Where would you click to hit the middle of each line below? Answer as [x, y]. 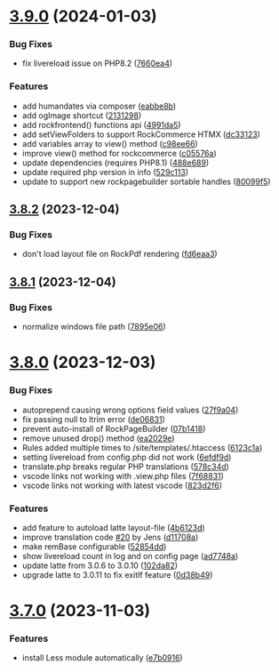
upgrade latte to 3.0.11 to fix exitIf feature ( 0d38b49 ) [117, 574]
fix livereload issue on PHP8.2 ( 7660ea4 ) [97, 63]
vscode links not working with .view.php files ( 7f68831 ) [123, 476]
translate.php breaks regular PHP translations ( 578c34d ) [125, 466]
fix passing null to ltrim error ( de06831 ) [94, 419]
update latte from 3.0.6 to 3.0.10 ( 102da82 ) [100, 565]
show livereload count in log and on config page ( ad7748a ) [130, 556]
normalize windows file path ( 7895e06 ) [94, 327]
